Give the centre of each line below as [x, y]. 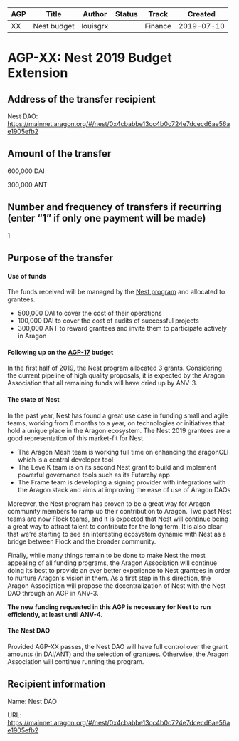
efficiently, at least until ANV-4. [55, 614]
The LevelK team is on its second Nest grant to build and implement [117, 467]
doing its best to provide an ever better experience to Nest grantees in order [119, 570]
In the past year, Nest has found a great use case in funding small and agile [118, 415]
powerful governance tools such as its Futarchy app [94, 475]
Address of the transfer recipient [81, 99]
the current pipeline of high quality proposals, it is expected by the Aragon [116, 375]
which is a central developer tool [65, 460]
